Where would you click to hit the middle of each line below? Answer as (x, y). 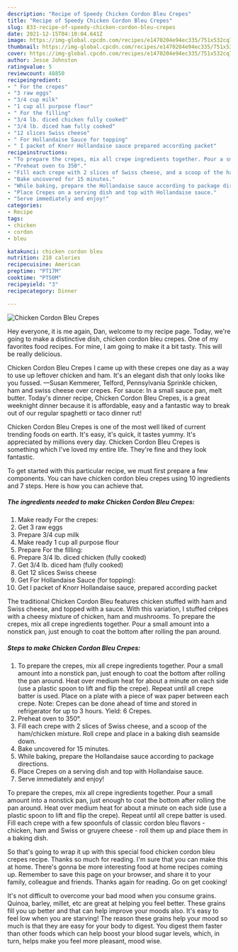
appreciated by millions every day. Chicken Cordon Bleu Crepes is (104, 442)
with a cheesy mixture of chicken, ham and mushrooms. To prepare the (112, 617)
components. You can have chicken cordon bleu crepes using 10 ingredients (119, 478)
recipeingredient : (34, 80)
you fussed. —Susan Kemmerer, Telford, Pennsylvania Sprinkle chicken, (113, 383)
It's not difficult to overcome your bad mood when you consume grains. (112, 896)
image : (17, 40)
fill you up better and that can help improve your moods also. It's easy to (113, 911)
